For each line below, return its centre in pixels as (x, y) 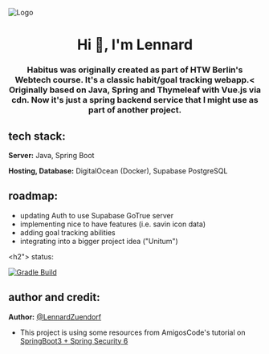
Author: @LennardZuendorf (55, 316)
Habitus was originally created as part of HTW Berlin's (135, 70)
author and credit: (54, 297)
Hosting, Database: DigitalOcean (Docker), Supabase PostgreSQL (118, 171)
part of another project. (135, 110)
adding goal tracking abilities (68, 232)
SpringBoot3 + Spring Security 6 (74, 340)
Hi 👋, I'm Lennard (135, 45)
